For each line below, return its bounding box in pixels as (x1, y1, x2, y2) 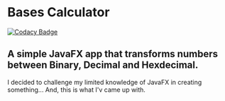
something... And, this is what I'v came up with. (7, 85, 146, 94)
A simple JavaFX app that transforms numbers (7, 48, 219, 60)
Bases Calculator (7, 4, 110, 20)
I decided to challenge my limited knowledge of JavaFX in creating (7, 78, 202, 86)
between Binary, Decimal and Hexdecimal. (7, 59, 199, 71)
